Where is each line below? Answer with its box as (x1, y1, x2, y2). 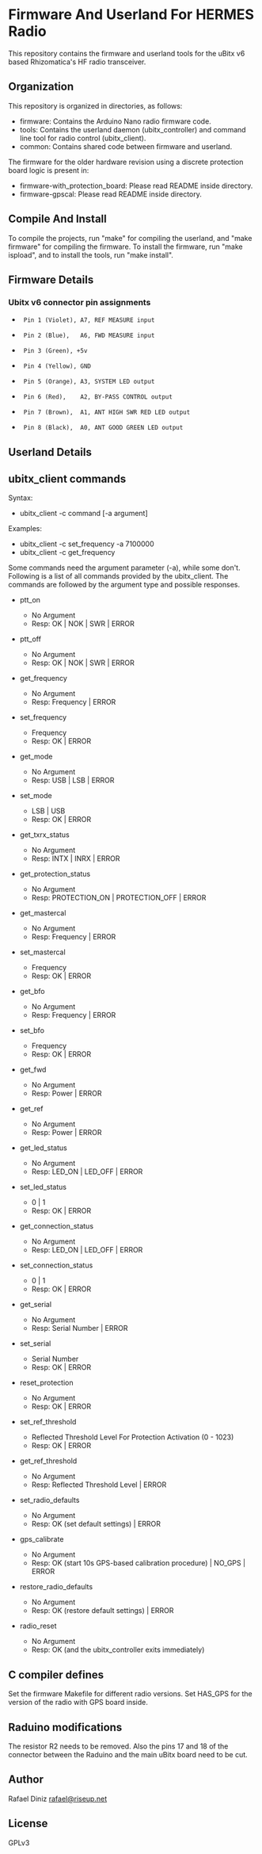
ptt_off (19, 634, 42, 644)
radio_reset (19, 1621, 57, 1630)
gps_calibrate (19, 1535, 64, 1544)
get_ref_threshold (19, 1456, 78, 1466)
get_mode (19, 751, 53, 762)
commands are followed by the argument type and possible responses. (8, 580, 240, 590)
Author (8, 1773, 44, 1787)
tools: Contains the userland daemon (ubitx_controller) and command (19, 124, 247, 134)
